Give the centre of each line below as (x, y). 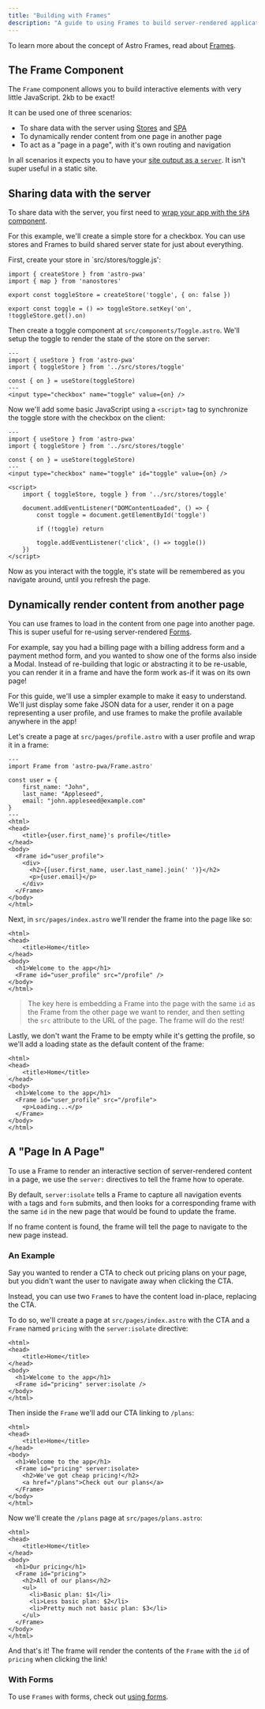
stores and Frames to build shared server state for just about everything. (126, 245)
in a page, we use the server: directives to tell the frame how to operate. (126, 1179)
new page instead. (38, 1235)
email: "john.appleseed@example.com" (84, 801)
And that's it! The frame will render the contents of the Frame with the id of (129, 1651)
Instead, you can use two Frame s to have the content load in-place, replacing (132, 1297)
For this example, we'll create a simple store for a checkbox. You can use (127, 236)
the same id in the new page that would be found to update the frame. (122, 1211)
